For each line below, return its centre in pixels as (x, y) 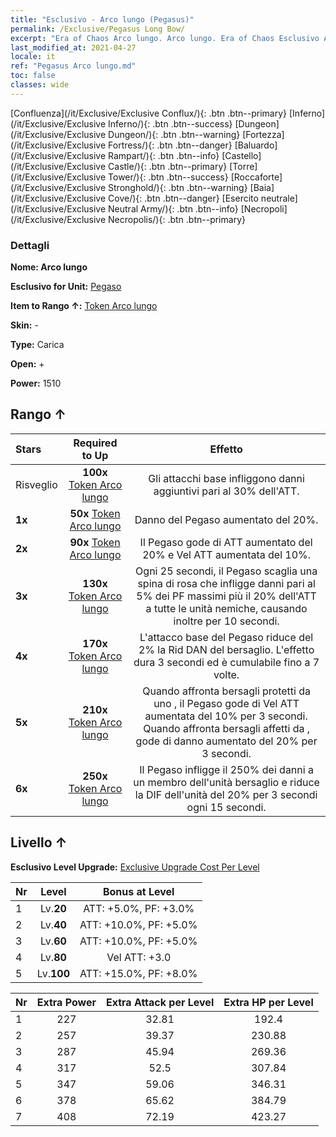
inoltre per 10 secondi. (226, 621)
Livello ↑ (39, 842)
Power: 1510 (36, 383)
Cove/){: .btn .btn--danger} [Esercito (183, 198)
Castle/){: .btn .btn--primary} (168, 166)
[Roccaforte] (256, 177)
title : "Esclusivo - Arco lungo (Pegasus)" (102, 19)
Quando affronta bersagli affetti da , (227, 728)
